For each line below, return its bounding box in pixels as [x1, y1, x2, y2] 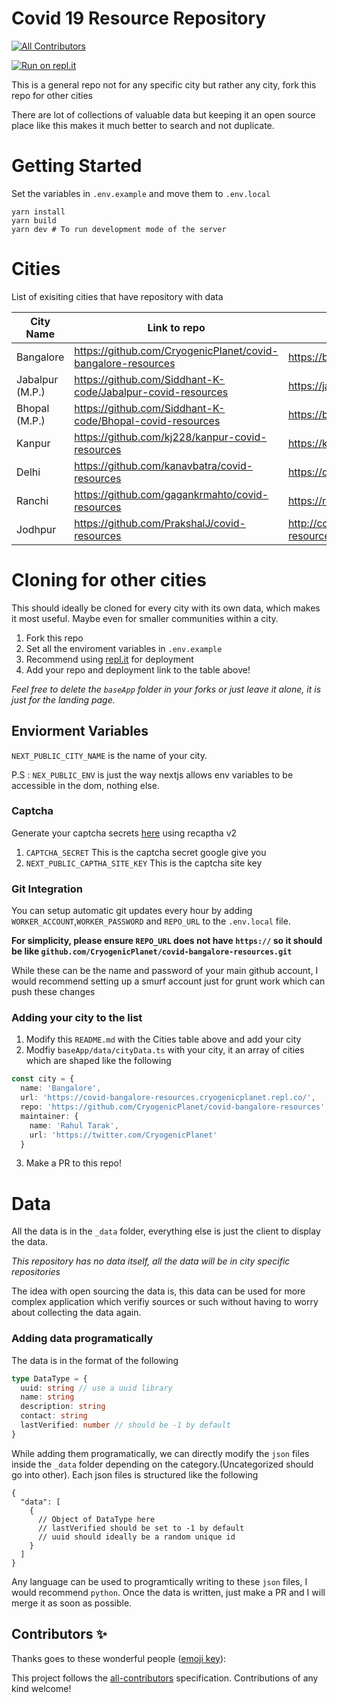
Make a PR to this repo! [25, 1157, 123, 1169]
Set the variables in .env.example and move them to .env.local [11, 187, 271, 199]
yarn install [11, 207, 66, 217]
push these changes [11, 986, 96, 998]
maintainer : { [20, 1111, 79, 1121]
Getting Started [11, 155, 143, 177]
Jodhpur [16, 522, 57, 536]
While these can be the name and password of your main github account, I [11, 965, 319, 977]
